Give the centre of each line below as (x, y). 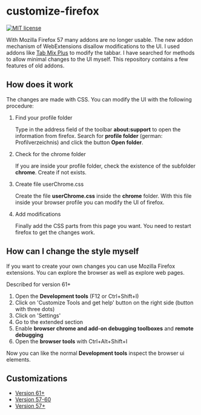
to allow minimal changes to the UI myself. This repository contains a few (97, 59)
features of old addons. (35, 66)
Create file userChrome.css (49, 184)
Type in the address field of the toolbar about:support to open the (98, 129)
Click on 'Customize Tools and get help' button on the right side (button (104, 303)
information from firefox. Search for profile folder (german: (89, 135)
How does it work (40, 85)
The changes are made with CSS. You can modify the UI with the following (99, 99)
